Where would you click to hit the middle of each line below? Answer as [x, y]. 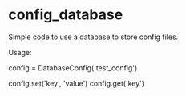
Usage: [20, 52]
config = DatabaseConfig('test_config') [73, 68]
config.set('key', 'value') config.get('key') [77, 83]
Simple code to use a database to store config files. [93, 37]
